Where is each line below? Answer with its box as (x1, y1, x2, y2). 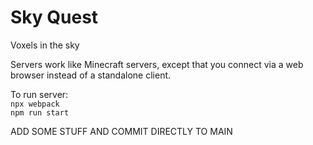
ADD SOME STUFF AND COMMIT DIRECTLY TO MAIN (10, 125, 233, 137)
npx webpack (10, 99, 60, 109)
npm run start (10, 107, 70, 118)
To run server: (10, 88, 69, 100)
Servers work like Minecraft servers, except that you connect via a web (10, 58, 304, 70)
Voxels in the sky (10, 39, 80, 51)
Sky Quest (10, 6, 99, 29)
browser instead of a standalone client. (10, 69, 172, 81)
